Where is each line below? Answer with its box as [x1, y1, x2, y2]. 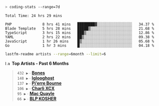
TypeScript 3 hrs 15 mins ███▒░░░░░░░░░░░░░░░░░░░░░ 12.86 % [5, 30, 154, 35]
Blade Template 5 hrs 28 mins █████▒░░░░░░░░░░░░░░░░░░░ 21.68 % [5, 26, 154, 31]
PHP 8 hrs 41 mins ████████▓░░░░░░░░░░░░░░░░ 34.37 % [5, 22, 154, 27]
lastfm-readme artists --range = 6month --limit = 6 [5, 52, 106, 56]
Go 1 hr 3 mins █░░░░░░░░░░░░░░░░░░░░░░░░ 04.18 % [5, 43, 154, 48]
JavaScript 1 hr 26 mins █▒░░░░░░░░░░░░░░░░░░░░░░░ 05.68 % [5, 39, 154, 44]
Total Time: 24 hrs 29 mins [5, 13, 63, 18]
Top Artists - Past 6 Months [11, 60, 69, 66]
